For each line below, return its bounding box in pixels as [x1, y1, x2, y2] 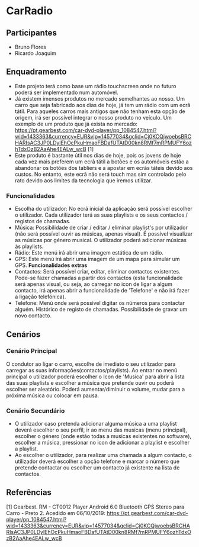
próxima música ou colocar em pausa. [6, 392, 99, 399]
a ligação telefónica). [14, 293, 66, 300]
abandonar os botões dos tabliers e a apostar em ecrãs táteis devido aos [14, 164, 193, 171]
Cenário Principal [6, 347, 57, 355]
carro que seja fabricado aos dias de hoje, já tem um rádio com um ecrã [14, 101, 191, 108]
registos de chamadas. [14, 218, 71, 225]
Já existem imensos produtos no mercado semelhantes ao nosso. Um [14, 95, 185, 102]
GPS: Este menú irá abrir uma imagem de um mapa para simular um [14, 256, 180, 263]
